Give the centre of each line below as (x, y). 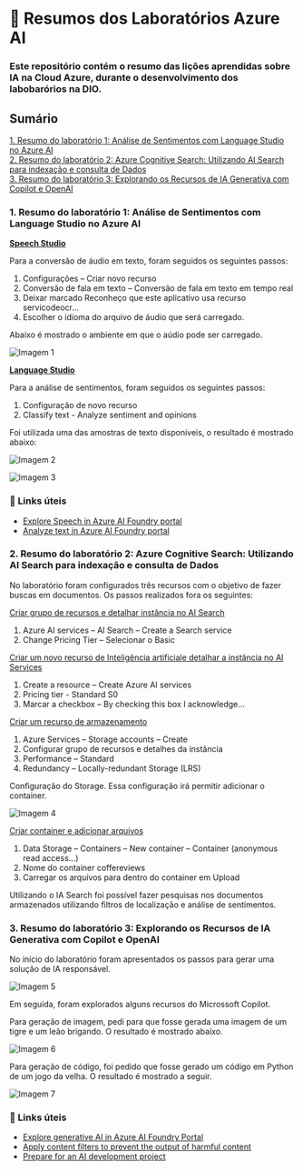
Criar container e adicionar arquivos (76, 830)
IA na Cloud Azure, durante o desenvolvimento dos (124, 78)
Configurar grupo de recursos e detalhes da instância (122, 748)
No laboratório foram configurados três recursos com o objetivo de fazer (145, 585)
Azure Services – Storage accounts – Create (105, 739)
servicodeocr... (51, 307)
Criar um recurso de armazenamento (78, 721)
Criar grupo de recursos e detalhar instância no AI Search (117, 612)
